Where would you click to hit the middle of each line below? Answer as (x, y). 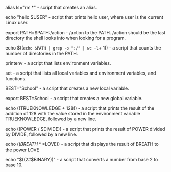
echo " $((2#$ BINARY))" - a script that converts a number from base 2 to (82, 159)
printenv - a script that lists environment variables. (58, 63)
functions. (16, 78)
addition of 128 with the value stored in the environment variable (73, 114)
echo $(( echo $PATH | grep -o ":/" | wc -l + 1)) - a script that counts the (83, 48)
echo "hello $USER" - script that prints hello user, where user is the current (84, 17)
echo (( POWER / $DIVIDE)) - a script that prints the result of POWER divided (85, 129)
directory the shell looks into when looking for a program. (66, 38)
